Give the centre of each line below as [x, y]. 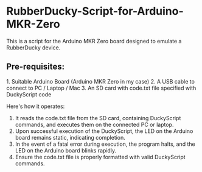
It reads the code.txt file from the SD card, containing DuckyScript [98, 118]
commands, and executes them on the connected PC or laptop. [94, 124]
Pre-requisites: [36, 67]
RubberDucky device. [33, 48]
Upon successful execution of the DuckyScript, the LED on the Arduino [104, 131]
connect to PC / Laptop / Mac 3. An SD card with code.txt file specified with [101, 88]
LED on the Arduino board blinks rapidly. [66, 150]
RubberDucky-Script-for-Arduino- [95, 11]
